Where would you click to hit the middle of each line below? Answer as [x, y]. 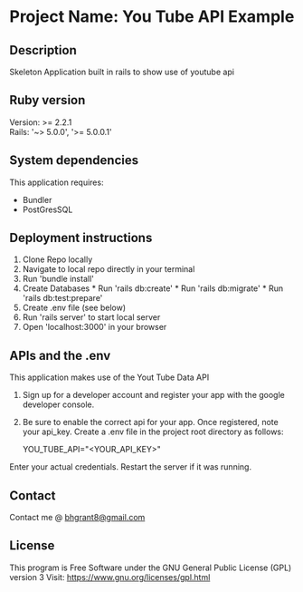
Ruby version [47, 100]
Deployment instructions [81, 238]
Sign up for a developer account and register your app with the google [153, 395]
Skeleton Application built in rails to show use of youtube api [122, 72]
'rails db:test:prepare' [62, 298]
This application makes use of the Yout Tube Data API [109, 377]
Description [43, 50]
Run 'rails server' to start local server [91, 317]
